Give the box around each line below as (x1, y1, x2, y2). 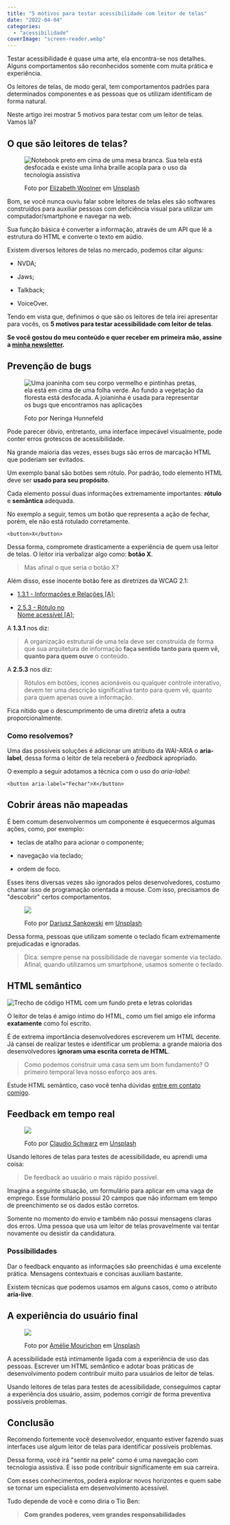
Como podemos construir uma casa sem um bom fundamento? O (23, 1060, 209, 1069)
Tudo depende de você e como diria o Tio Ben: (7, 1497, 140, 1506)
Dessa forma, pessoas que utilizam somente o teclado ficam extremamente (7, 932, 221, 940)
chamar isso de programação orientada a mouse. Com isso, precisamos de (7, 885, 220, 893)
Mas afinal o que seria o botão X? (23, 563, 119, 571)
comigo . (7, 1088, 31, 1096)
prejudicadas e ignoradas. (7, 939, 81, 948)
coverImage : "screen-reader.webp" (7, 36, 106, 43)
